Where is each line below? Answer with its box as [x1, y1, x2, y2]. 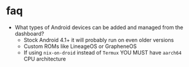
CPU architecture [23, 55, 67, 62]
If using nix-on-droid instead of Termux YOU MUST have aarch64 [23, 49, 182, 56]
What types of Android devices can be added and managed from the [14, 24, 184, 31]
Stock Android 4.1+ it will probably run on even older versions [23, 36, 174, 43]
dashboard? [14, 30, 45, 37]
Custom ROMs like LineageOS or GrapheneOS [23, 43, 137, 50]
